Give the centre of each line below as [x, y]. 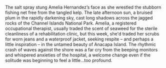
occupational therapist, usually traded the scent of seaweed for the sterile [81, 28]
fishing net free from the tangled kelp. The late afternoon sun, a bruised [79, 12]
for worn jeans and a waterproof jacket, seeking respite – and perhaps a [79, 39]
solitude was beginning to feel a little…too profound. [59, 60]
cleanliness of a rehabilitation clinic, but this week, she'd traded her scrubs [82, 34]
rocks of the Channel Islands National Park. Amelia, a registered [71, 23]
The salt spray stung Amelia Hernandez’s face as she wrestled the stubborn [83, 7]
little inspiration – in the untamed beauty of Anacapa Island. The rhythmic [80, 44]
